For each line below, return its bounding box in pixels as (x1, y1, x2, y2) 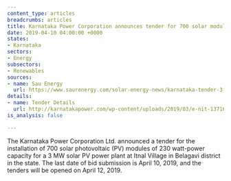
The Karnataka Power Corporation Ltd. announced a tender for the (7, 136, 196, 145)
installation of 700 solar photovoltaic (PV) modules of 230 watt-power (7, 144, 205, 152)
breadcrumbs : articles (7, 16, 72, 23)
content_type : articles (7, 10, 76, 17)
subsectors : (7, 61, 41, 68)
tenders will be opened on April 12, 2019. (7, 166, 122, 174)
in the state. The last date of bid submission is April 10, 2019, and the (7, 158, 201, 167)
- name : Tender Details (7, 99, 76, 106)
